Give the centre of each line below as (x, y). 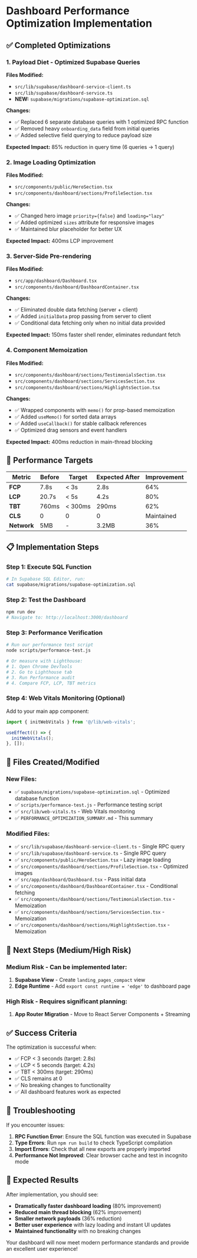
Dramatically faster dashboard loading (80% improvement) (88, 1206)
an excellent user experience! (42, 1249)
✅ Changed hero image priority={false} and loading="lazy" (89, 216)
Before (50, 477)
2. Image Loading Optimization (51, 162)
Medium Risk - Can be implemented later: (67, 967)
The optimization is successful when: (51, 1047)
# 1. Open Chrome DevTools (39, 666)
